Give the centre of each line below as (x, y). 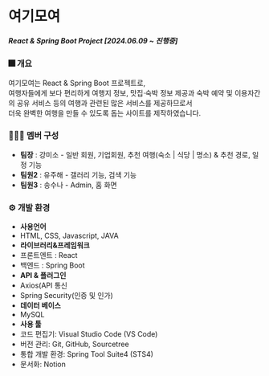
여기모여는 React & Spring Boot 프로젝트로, (77, 83)
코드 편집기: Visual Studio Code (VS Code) (89, 334)
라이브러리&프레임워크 (55, 245)
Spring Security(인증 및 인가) (67, 296)
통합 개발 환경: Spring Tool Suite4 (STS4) (87, 354)
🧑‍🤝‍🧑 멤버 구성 (34, 136)
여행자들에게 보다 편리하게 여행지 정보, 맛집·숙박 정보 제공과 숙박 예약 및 (120, 92)
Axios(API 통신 (44, 285)
